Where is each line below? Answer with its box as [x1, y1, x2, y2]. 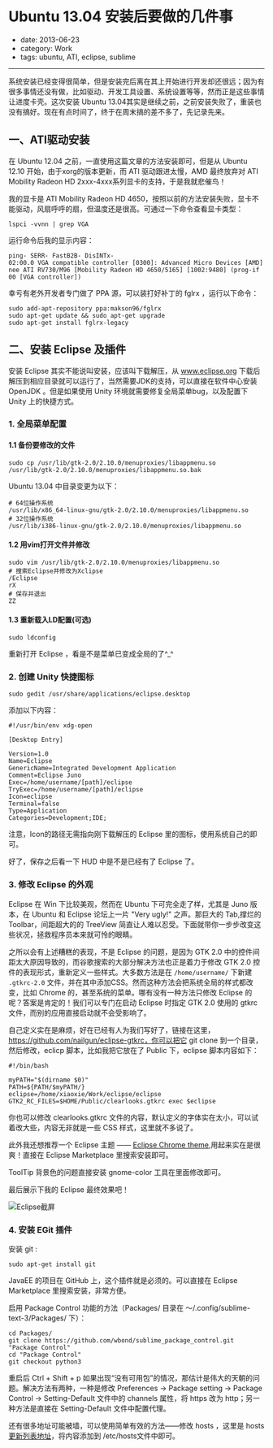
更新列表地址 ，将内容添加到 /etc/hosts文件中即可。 [8, 1431, 180, 1441]
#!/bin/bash [8, 1061, 49, 1069]
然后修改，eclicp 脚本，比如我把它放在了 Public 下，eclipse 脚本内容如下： [8, 1045, 259, 1055]
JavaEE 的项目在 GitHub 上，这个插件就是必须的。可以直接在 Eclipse [8, 1275, 238, 1285]
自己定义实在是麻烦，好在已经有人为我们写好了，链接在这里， [8, 1025, 215, 1034]
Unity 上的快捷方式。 [8, 396, 79, 406]
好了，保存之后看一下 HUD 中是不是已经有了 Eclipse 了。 [8, 856, 199, 866]
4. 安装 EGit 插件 [8, 1224, 73, 1235]
